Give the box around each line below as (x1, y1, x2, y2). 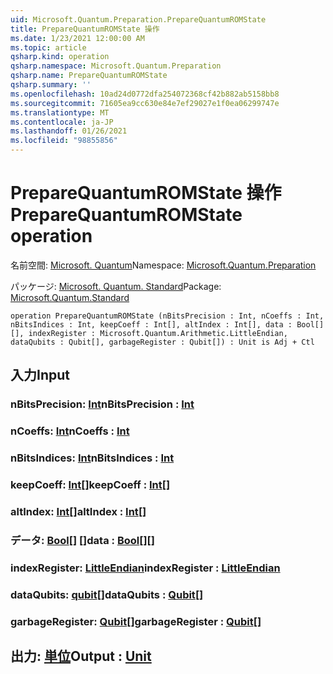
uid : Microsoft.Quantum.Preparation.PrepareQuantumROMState (10, 14, 267, 25)
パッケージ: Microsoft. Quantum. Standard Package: (10, 280, 222, 292)
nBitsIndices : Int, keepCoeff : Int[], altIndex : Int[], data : (10, 319, 293, 330)
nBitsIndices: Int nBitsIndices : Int (10, 451, 175, 465)
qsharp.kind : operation (10, 52, 110, 62)
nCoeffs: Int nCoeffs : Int (10, 424, 130, 438)
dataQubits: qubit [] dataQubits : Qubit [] (10, 587, 204, 601)
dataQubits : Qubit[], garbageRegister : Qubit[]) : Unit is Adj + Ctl (10, 337, 315, 347)
